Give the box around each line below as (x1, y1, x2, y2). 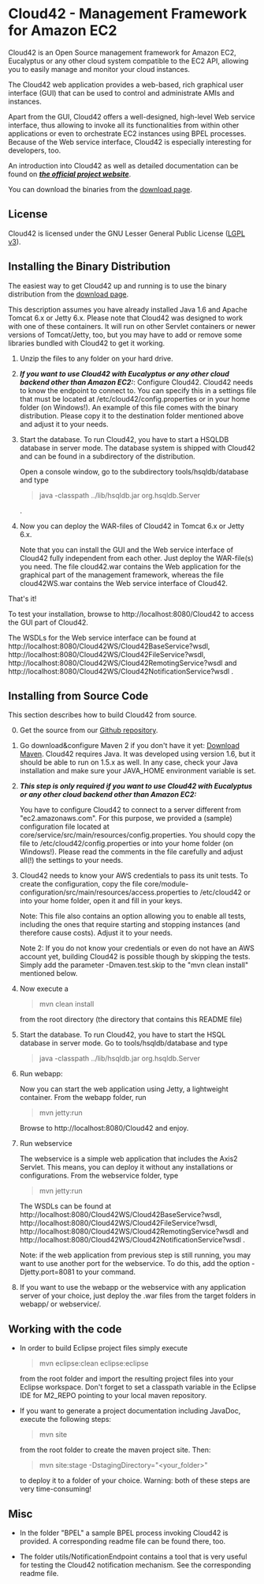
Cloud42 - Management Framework (8, 5, 247, 23)
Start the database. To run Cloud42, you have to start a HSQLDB (19, 434, 229, 444)
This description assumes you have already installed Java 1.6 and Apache (8, 304, 248, 314)
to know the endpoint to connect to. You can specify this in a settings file (19, 385, 257, 395)
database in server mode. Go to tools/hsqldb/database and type (19, 1038, 229, 1048)
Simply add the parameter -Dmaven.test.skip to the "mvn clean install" (19, 960, 249, 970)
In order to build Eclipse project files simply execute (19, 1344, 188, 1353)
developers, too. (8, 146, 61, 155)
